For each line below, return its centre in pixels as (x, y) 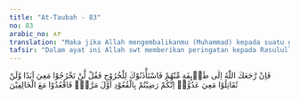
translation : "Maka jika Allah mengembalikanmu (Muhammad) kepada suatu (147, 42)
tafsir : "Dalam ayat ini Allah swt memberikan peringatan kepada (133, 50)
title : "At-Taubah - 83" (55, 17)
